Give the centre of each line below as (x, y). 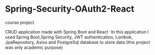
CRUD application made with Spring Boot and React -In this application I (77, 32)
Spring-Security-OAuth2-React (70, 9)
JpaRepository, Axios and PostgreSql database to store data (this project (77, 42)
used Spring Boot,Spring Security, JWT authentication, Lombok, (69, 37)
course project (20, 22)
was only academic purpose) (34, 47)
